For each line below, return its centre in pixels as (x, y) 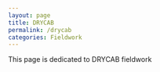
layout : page (29, 15)
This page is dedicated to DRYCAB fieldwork (80, 59)
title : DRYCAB (31, 23)
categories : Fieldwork (45, 37)
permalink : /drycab (40, 30)
